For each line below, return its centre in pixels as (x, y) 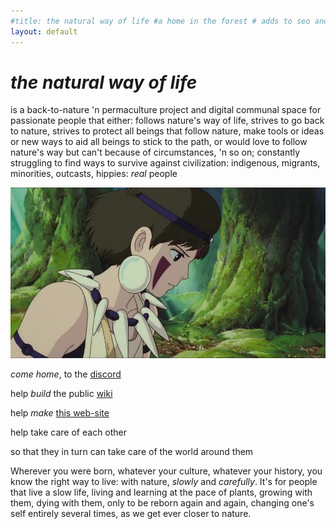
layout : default (44, 31)
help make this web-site (60, 413)
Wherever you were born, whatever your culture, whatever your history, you (166, 471)
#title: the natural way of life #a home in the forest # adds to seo (160, 21)
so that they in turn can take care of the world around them (132, 452)
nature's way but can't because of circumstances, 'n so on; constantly (155, 152)
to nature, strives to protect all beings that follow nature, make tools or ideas (167, 131)
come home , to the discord (66, 374)
